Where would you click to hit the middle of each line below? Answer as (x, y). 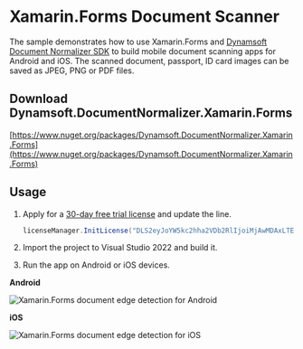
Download (38, 99)
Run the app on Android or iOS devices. (96, 265)
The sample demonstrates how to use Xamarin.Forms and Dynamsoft (138, 42)
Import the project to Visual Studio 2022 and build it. (120, 248)
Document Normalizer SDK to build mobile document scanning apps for (143, 51)
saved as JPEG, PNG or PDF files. (72, 71)
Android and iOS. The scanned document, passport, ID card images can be (149, 61)
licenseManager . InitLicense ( (77, 231)
